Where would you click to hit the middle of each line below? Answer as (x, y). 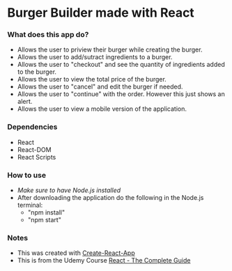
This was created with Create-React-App (76, 253)
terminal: (30, 205)
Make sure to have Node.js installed (69, 190)
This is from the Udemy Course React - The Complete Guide (104, 261)
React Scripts (37, 157)
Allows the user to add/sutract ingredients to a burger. (95, 57)
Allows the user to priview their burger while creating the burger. (110, 49)
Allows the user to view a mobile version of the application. (102, 109)
